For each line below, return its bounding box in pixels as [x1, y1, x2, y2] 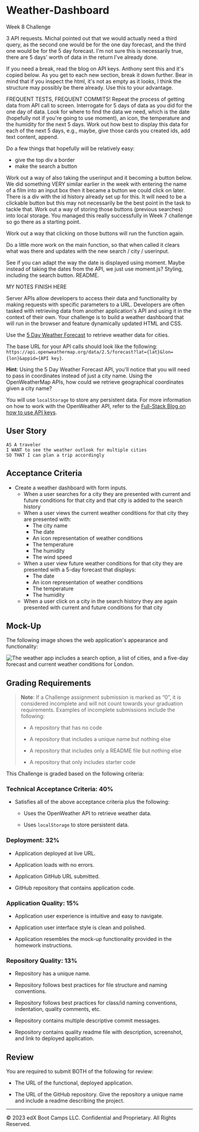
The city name [32, 522, 68, 529]
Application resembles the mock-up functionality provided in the [14, 936, 172, 943]
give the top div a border [14, 156, 75, 163]
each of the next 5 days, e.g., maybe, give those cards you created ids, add [6, 127, 191, 134]
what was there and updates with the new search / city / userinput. [6, 247, 170, 255]
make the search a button [14, 163, 78, 170]
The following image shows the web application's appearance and [6, 637, 168, 644]
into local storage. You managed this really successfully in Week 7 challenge [6, 212, 192, 219]
